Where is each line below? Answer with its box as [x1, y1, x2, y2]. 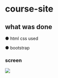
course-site [5, 3, 54, 15]
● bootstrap [5, 45, 30, 50]
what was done [5, 23, 53, 31]
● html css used [5, 35, 39, 41]
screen [5, 57, 22, 63]
